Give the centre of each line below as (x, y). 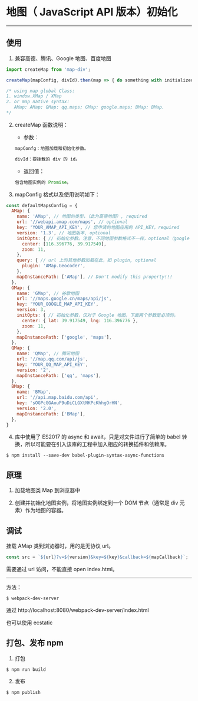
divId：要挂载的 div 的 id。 (47, 159)
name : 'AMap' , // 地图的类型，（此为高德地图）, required (82, 217)
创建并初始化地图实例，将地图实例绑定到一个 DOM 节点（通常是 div (96, 503)
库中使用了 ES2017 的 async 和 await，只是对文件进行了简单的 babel (98, 437)
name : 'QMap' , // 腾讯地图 (48, 354)
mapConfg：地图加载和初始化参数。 (52, 148)
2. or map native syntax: (38, 102)
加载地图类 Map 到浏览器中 (47, 490)
